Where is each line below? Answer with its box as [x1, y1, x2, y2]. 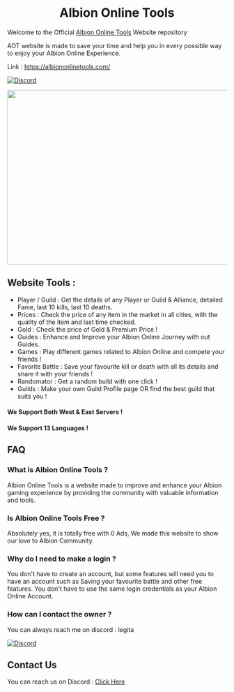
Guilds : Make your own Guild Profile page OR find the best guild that [17, 384, 215, 392]
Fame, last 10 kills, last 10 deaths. [17, 302, 113, 311]
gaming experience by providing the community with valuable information [7, 488, 219, 496]
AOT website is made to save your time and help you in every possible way [7, 41, 222, 50]
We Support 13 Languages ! [7, 424, 88, 432]
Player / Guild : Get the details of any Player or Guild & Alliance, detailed [17, 295, 223, 304]
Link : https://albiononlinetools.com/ [7, 62, 111, 71]
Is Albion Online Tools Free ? [7, 513, 105, 523]
